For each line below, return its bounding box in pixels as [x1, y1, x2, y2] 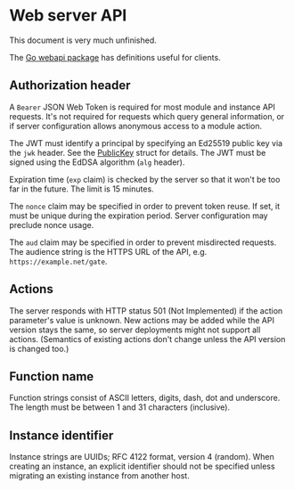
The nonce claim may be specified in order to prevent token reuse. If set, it [9, 200, 281, 211]
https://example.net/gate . [9, 256, 108, 266]
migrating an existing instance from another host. [9, 470, 190, 481]
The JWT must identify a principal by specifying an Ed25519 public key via [9, 137, 283, 148]
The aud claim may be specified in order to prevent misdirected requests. [9, 237, 277, 248]
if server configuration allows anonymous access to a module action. [9, 120, 263, 131]
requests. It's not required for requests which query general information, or [9, 110, 285, 121]
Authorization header [9, 78, 131, 94]
